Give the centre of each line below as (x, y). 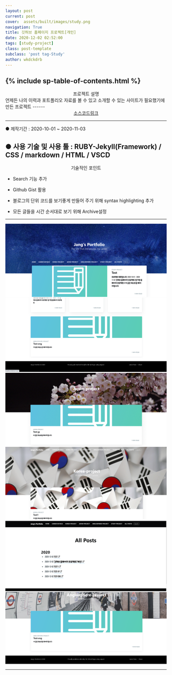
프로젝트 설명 (86, 94)
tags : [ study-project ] (29, 44)
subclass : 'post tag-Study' (35, 54)
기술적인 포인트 (86, 168)
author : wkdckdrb (24, 59)
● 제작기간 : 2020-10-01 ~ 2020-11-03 (46, 129)
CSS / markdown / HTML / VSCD (58, 155)
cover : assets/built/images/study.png (48, 22)
